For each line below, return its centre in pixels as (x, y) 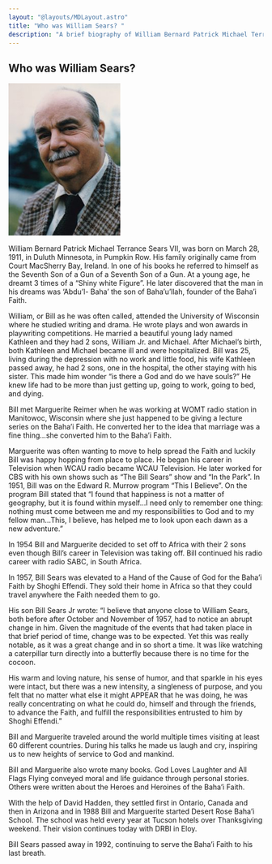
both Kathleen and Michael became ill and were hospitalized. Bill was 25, (130, 351)
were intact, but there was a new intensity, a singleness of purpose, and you (136, 687)
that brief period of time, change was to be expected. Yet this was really (129, 637)
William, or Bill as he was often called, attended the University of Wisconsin (134, 316)
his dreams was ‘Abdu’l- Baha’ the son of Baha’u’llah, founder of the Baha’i (133, 292)
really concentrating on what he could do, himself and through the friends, (132, 704)
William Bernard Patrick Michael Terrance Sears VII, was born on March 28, (134, 248)
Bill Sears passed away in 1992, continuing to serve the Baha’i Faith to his (131, 845)
